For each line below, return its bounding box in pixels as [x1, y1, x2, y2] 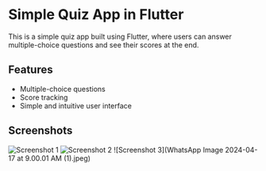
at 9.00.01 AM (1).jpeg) [17, 153, 91, 163]
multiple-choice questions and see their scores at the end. [8, 40, 199, 49]
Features [8, 63, 53, 77]
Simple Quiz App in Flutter [8, 6, 184, 24]
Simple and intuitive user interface [19, 101, 133, 110]
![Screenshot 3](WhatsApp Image [114, 145, 224, 154]
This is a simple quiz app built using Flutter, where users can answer [8, 32, 233, 41]
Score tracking [19, 93, 68, 102]
